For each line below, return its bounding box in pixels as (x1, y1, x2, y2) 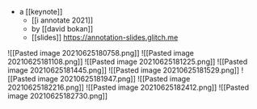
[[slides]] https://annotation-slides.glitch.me (31, 32, 179, 42)
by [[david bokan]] (31, 24, 94, 33)
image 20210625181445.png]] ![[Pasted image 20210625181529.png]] (7, 65, 240, 75)
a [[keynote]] (19, 7, 63, 16)
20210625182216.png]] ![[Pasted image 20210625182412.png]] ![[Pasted (7, 82, 250, 92)
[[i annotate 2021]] (31, 15, 94, 25)
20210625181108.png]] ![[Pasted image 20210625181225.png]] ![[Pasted (7, 57, 248, 66)
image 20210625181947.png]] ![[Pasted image (37, 74, 191, 83)
